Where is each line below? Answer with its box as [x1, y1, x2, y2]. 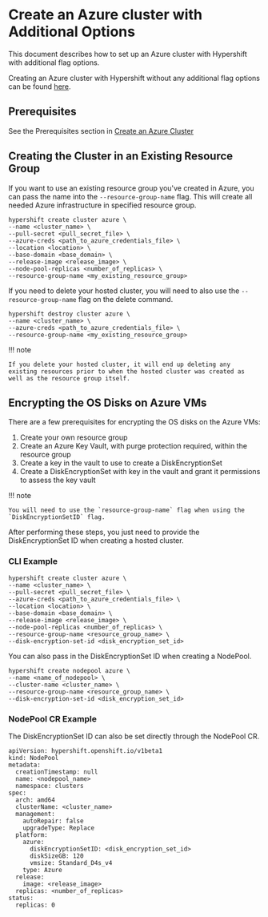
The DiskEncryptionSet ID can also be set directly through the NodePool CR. [8, 731, 260, 741]
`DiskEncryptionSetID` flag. [8, 513, 106, 521]
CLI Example [8, 556, 58, 567]
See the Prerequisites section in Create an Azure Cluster [8, 126, 194, 135]
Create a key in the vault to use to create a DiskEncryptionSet [19, 458, 222, 468]
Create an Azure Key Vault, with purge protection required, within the [19, 441, 248, 451]
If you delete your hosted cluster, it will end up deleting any [8, 360, 230, 368]
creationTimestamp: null [15, 767, 98, 776]
